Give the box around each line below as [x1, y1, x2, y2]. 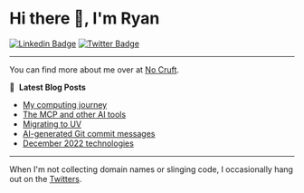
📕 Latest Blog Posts [9, 82, 86, 92]
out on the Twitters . [9, 173, 82, 184]
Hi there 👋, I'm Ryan [9, 8, 160, 29]
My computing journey [22, 99, 108, 110]
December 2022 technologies [22, 138, 134, 149]
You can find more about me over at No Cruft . [9, 63, 179, 75]
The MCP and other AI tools [22, 109, 127, 120]
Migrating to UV [22, 118, 82, 130]
